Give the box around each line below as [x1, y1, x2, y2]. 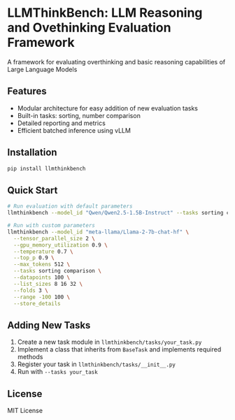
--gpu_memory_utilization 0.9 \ [13, 241, 108, 249]
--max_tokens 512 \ [13, 261, 71, 268]
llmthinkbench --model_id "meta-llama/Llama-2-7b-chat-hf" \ [7, 229, 190, 236]
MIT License [7, 407, 43, 414]
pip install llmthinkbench [7, 165, 86, 172]
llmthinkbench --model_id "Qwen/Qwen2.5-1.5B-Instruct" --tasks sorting [7, 210, 224, 217]
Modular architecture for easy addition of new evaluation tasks [17, 103, 198, 113]
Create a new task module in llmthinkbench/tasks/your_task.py [17, 338, 202, 347]
